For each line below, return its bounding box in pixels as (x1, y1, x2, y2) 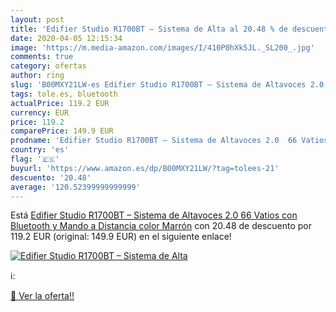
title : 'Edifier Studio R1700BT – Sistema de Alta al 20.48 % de (10, 24, 288, 34)
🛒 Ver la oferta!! (10, 290, 75, 302)
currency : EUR (10, 107, 70, 118)
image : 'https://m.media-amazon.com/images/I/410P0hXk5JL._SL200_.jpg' (10, 42, 315, 53)
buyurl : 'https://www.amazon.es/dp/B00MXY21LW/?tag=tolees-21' (10, 163, 280, 173)
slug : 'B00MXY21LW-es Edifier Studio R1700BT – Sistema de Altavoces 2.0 (10, 80, 325, 90)
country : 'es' (10, 145, 70, 155)
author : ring (10, 71, 65, 81)
